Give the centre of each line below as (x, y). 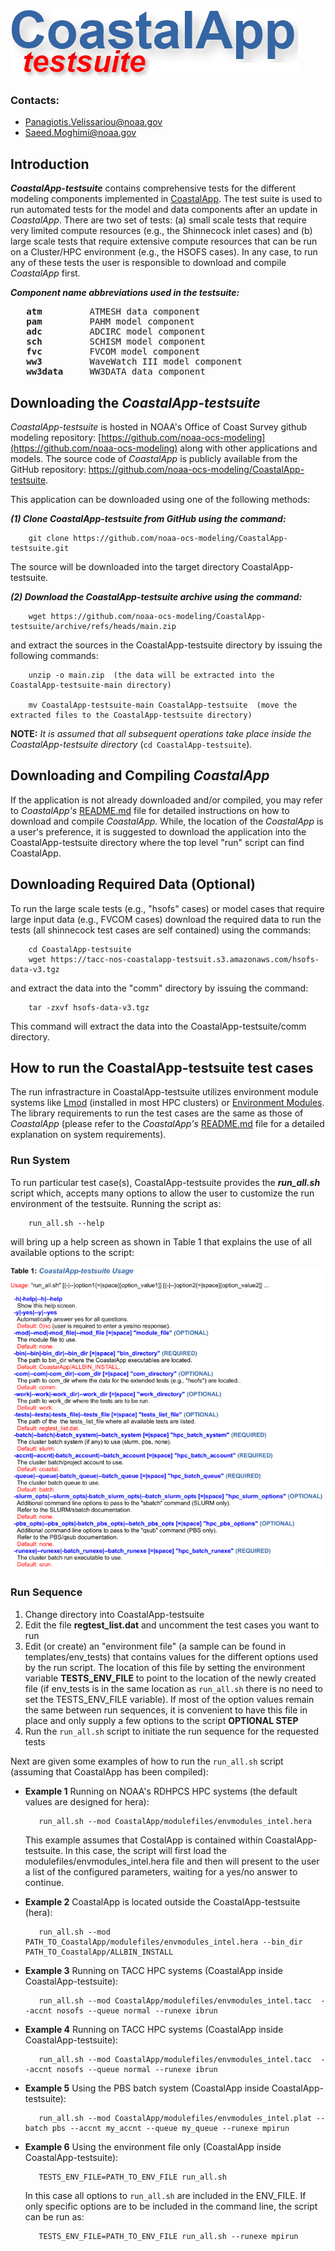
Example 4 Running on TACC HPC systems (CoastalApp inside (154, 2029)
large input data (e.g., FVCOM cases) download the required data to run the (166, 919)
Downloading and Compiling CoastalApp (140, 775)
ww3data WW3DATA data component (116, 372)
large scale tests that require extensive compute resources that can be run (164, 241)
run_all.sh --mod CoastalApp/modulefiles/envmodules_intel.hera (175, 1821)
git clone (49, 538)
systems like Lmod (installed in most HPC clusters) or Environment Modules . (167, 1103)
